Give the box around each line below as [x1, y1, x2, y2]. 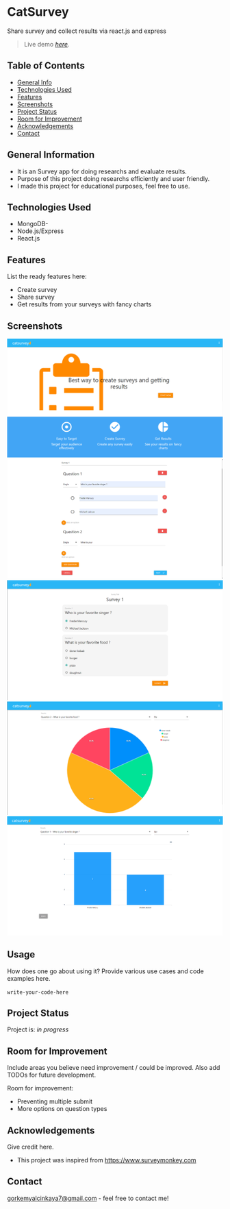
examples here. [7, 974, 51, 982]
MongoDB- [16, 220, 49, 228]
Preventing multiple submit [16, 1097, 93, 1106]
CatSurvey [7, 4, 70, 20]
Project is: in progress [7, 1025, 69, 1034]
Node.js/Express [16, 227, 64, 235]
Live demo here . [23, 40, 70, 48]
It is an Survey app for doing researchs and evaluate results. [16, 167, 187, 175]
